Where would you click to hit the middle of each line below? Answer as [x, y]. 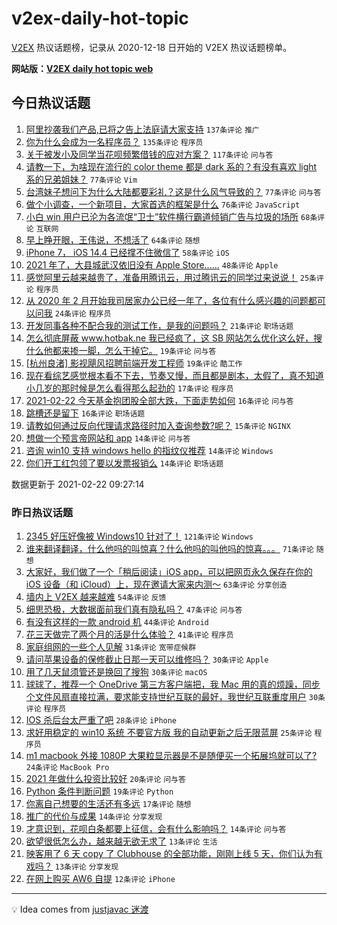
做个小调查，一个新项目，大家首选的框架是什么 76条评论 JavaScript [163, 204]
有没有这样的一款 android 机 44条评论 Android [117, 622]
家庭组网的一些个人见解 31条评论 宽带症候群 [111, 647]
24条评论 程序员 [83, 313]
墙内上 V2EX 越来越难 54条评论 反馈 [96, 597]
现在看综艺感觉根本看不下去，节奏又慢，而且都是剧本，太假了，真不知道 [174, 375]
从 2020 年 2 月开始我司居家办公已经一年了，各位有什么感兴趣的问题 [167, 300]
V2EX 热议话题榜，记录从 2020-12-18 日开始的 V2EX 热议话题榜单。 [152, 47]
